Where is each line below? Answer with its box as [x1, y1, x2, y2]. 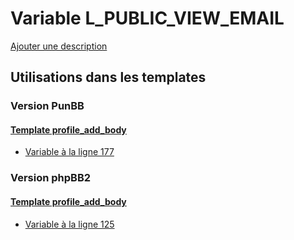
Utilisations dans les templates [10, 69, 207, 86]
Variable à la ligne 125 [24, 218, 115, 230]
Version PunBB [10, 99, 85, 113]
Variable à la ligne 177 [24, 146, 115, 158]
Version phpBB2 [10, 171, 92, 185]
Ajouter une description [10, 40, 108, 52]
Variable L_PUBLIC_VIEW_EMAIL [10, 7, 285, 30]
